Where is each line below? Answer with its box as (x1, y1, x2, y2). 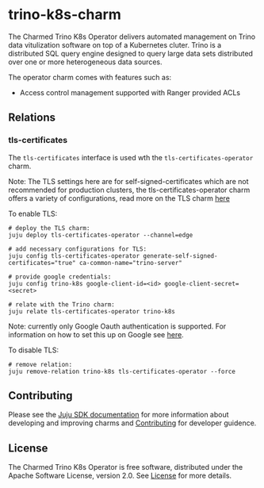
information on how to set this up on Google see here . (8, 329, 184, 339)
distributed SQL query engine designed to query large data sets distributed (8, 48, 254, 58)
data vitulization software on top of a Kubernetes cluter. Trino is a (8, 40, 222, 49)
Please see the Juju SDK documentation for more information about (8, 410, 229, 420)
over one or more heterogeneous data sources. (8, 57, 163, 67)
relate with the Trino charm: (15, 300, 115, 309)
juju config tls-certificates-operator (8, 252, 140, 259)
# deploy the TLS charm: (8, 224, 90, 232)
